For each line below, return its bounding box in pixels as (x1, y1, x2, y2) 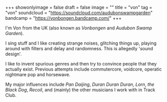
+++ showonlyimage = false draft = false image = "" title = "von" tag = (5, 5, 152, 10)
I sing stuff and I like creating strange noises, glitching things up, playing (5, 40, 157, 46)
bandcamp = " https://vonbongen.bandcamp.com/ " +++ (5, 15, 122, 21)
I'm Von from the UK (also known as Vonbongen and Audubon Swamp (5, 25, 152, 31)
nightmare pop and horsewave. (5, 72, 71, 78)
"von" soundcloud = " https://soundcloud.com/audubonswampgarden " (5, 10, 153, 16)
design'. (5, 51, 22, 57)
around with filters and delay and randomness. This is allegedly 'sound (5, 46, 153, 51)
